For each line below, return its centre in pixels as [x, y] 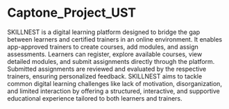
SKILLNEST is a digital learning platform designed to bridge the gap [103, 32]
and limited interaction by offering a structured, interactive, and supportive [113, 91]
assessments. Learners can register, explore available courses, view [105, 54]
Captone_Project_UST [72, 13]
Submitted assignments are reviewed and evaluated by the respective [107, 69]
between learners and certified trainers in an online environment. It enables [115, 39]
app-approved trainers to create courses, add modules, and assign [103, 47]
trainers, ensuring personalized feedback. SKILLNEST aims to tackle [105, 76]
